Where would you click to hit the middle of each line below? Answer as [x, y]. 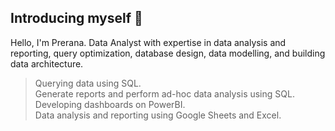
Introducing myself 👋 [76, 18]
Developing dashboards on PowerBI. [110, 104]
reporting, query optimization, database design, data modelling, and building [168, 53]
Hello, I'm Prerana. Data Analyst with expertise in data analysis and [148, 42]
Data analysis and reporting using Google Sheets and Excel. [158, 115]
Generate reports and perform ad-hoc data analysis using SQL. [164, 93]
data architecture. [47, 63]
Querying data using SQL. [88, 83]
